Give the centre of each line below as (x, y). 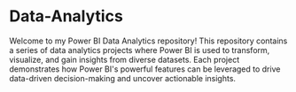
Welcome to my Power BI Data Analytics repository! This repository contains (148, 41)
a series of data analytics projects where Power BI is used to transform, (140, 50)
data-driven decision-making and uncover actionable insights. (123, 78)
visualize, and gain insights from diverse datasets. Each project (125, 59)
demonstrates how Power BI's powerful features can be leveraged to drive (145, 69)
